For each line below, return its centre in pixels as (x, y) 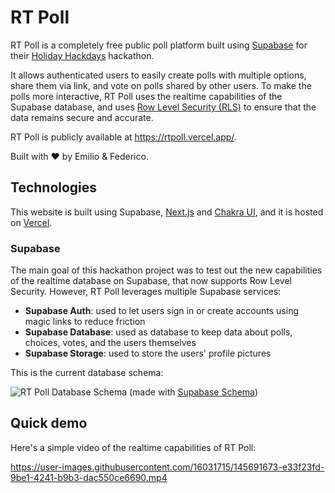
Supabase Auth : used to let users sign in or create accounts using (161, 311)
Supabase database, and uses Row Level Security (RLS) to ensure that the (163, 107)
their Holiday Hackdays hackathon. (82, 55)
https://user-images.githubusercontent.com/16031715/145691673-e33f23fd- (167, 467)
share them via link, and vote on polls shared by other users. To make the (161, 85)
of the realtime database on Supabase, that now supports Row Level (151, 281)
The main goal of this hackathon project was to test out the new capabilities (166, 270)
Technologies (54, 187)
